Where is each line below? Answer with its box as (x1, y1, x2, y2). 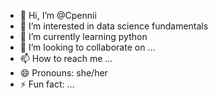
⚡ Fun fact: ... (19, 78, 75, 90)
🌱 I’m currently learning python (19, 31, 148, 42)
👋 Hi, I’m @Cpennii (19, 10, 97, 21)
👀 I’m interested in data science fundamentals (19, 20, 209, 32)
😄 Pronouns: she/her (19, 67, 108, 79)
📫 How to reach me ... (19, 53, 113, 64)
